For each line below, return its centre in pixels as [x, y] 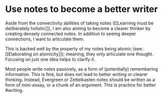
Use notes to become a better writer [81, 9]
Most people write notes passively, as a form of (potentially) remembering [81, 69]
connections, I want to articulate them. [45, 39]
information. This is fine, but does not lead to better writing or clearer [76, 74]
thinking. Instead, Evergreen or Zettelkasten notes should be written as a [80, 79]
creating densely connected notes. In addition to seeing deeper [71, 33]
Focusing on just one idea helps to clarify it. [50, 59]
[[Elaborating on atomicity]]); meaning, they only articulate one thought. [79, 54]
